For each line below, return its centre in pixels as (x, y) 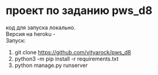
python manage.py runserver (51, 65)
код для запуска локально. (41, 27)
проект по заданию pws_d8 (79, 11)
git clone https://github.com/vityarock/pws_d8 (73, 52)
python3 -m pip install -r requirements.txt (66, 59)
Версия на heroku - (31, 34)
